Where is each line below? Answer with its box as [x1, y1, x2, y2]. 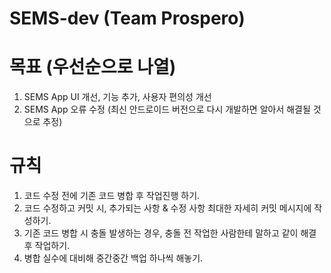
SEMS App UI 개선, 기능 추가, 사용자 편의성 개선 [23, 91, 212, 103]
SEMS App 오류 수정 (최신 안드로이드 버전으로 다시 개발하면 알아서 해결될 [23, 103, 311, 116]
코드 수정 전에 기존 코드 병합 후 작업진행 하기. [23, 190, 201, 202]
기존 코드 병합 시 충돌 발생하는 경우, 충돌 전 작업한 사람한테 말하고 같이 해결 [23, 227, 317, 239]
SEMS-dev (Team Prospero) [9, 7, 246, 30]
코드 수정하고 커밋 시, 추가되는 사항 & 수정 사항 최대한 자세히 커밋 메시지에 [23, 202, 312, 214]
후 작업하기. [23, 240, 71, 252]
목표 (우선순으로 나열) [9, 56, 177, 79]
